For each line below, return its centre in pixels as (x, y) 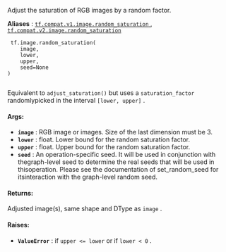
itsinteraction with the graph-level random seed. (87, 177)
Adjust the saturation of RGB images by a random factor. (89, 10)
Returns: (20, 193)
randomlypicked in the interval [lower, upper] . (76, 100)
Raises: (18, 225)
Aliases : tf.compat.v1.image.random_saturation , (80, 24)
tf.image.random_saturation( (53, 43)
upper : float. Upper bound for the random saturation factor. (104, 147)
